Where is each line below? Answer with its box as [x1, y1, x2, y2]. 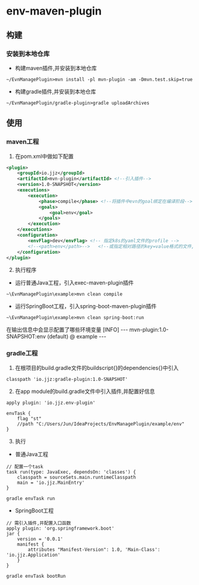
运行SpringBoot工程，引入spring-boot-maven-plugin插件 [14, 303, 157, 310]
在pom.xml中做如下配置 [14, 153, 74, 160]
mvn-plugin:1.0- [129, 326, 169, 334]
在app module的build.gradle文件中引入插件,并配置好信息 [14, 388, 155, 395]
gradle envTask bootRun [6, 573, 66, 579]
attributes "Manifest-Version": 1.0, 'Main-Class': [28, 546, 161, 552]
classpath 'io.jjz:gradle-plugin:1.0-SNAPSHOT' [6, 376, 128, 382]
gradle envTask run [6, 495, 55, 501]
